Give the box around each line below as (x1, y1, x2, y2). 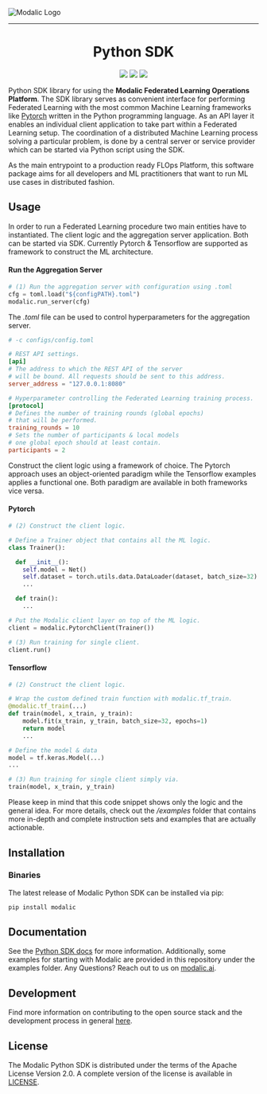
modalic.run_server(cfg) (8, 297, 91, 306)
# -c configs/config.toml (8, 335, 94, 344)
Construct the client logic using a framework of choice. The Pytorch (8, 461, 230, 470)
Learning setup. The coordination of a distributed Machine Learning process (8, 127, 258, 137)
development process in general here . (8, 1016, 133, 1025)
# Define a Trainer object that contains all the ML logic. (8, 536, 212, 544)
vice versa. (8, 486, 44, 496)
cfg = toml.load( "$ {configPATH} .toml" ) (8, 290, 141, 298)
